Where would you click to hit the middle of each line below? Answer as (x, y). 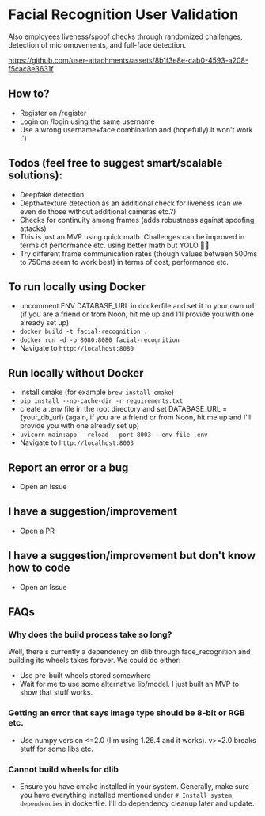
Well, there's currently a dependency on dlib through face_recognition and (129, 652)
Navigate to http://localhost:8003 (77, 442)
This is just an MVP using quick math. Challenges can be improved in (132, 236)
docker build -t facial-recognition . (83, 332)
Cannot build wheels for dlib (63, 769)
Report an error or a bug (68, 467)
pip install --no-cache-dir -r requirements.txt (101, 401)
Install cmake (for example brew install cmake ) (97, 392)
